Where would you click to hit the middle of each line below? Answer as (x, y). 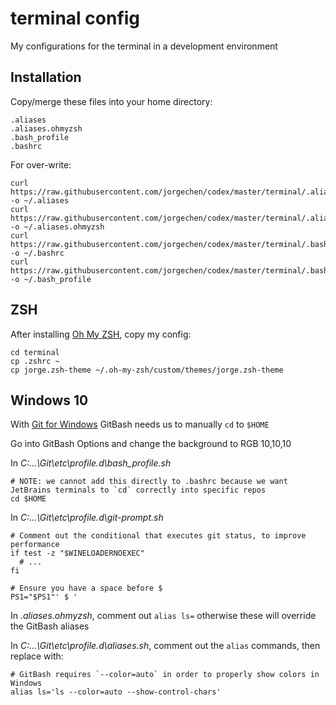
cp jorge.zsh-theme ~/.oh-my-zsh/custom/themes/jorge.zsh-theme (147, 370)
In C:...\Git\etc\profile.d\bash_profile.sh (91, 463)
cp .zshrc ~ (35, 361)
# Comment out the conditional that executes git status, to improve (158, 536)
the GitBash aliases (50, 626)
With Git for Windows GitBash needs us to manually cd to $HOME (140, 424)
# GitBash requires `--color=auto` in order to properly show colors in (165, 675)
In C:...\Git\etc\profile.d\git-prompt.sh (87, 518)
